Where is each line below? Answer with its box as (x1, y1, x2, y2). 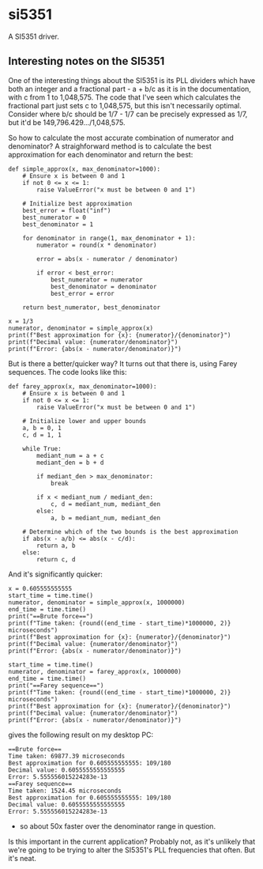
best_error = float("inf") (22, 206, 111, 214)
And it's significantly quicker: (8, 569, 103, 579)
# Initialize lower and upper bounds (22, 417, 147, 425)
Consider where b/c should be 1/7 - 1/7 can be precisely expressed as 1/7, (8, 109, 248, 119)
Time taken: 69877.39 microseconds (8, 752, 126, 760)
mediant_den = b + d (36, 459, 104, 467)
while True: (22, 444, 62, 452)
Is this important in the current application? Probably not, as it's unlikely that (8, 837, 256, 846)
